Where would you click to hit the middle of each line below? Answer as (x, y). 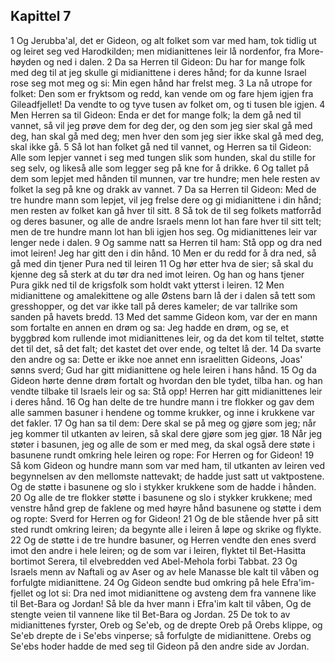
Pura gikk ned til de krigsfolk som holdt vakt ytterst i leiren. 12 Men (147, 285)
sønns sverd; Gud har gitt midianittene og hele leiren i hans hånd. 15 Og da (163, 370)
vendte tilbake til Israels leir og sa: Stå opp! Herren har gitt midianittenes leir (166, 391)
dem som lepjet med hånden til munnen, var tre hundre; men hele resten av (165, 178)
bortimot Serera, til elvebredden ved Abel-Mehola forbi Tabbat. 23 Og (154, 561)
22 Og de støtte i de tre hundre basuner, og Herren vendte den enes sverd (163, 540)
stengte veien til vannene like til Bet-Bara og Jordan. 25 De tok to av (150, 614)
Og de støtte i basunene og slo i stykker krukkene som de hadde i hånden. (163, 486)
